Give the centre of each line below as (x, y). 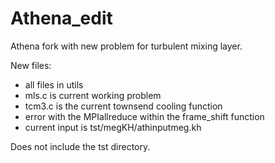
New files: (31, 65)
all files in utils (54, 84)
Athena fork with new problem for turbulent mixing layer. (126, 46)
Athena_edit (61, 18)
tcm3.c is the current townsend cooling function (123, 106)
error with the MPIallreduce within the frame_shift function (144, 116)
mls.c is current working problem (93, 95)
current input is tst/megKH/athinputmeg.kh (113, 127)
